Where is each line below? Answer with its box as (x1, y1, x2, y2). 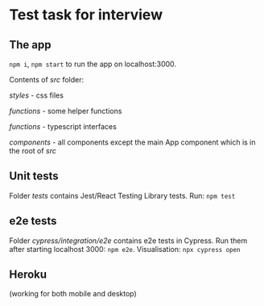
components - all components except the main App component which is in (9, 137, 256, 147)
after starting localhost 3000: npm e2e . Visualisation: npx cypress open (9, 244, 241, 254)
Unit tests (9, 170, 59, 183)
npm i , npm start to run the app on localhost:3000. (9, 59, 176, 69)
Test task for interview (9, 6, 163, 24)
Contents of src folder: (9, 75, 85, 84)
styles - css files (9, 90, 64, 100)
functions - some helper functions (9, 107, 122, 115)
